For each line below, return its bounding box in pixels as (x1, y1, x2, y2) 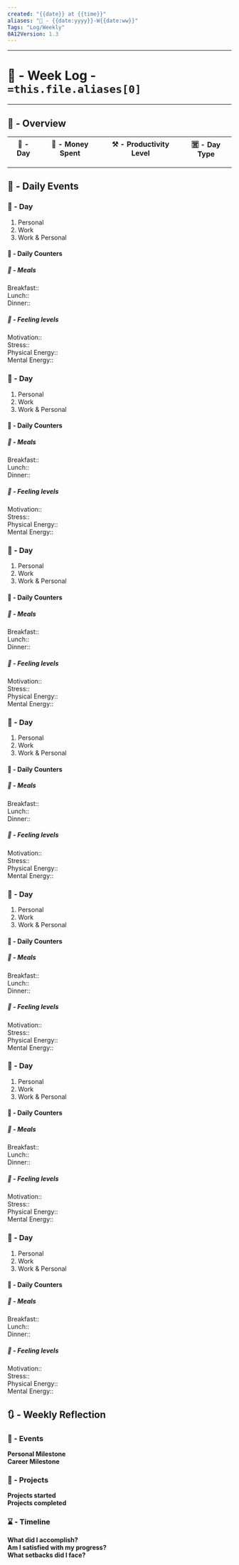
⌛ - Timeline (7, 1517, 51, 1527)
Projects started (7, 1491, 56, 1500)
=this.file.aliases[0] (7, 83, 142, 96)
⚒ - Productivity (111, 140, 169, 149)
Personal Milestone (7, 1450, 66, 1458)
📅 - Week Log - (7, 68, 97, 84)
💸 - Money (51, 140, 89, 149)
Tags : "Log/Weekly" (7, 24, 65, 31)
